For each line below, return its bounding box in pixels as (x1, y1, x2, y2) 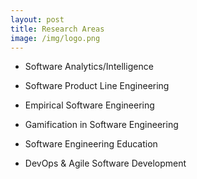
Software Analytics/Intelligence (24, 61, 154, 73)
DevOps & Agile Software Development (24, 157, 187, 170)
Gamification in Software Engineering (24, 119, 179, 131)
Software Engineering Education (24, 138, 158, 150)
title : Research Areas (10, 24, 105, 34)
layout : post (10, 14, 65, 25)
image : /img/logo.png (10, 33, 101, 43)
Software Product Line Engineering (24, 80, 170, 92)
